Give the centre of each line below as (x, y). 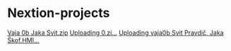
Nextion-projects (59, 13)
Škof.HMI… (24, 40)
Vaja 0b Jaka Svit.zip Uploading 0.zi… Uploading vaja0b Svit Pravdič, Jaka (115, 33)
